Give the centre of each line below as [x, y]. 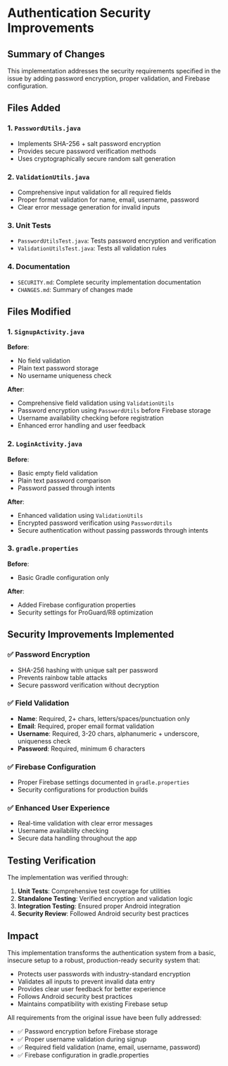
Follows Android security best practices [75, 997]
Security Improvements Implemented [91, 635]
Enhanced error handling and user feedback [82, 425]
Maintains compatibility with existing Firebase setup [93, 1004]
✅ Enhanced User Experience [59, 808]
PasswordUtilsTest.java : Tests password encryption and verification [117, 241]
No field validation [44, 361]
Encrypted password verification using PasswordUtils [95, 523]
